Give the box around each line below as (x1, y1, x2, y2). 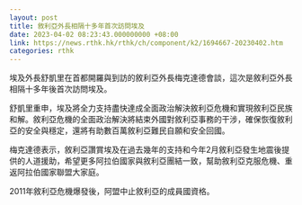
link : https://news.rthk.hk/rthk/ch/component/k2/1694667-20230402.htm (9, 38, 283, 48)
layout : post (9, 13, 58, 22)
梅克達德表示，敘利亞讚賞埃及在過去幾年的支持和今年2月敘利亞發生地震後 (9, 145, 282, 156)
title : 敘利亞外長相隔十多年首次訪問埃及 (9, 22, 146, 31)
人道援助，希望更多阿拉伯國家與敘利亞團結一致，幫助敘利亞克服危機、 (24, 156, 285, 166)
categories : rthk (9, 47, 75, 56)
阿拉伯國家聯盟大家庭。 (16, 167, 104, 178)
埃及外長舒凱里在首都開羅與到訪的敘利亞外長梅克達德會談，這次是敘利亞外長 (9, 73, 293, 84)
